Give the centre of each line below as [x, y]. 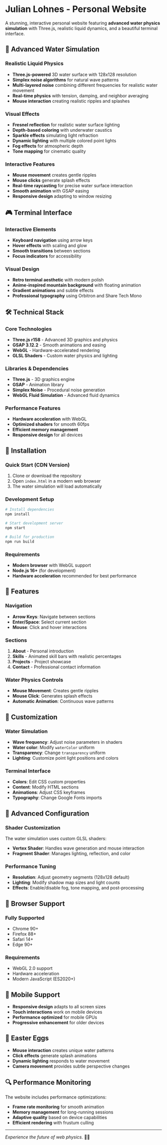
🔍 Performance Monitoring [48, 1082]
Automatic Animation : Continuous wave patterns [63, 701]
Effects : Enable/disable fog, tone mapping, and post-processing [78, 888]
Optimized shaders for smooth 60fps [51, 424]
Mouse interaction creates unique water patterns [63, 1050]
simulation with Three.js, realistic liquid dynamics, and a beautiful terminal [82, 28]
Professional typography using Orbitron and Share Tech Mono [77, 296]
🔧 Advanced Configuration [47, 813]
